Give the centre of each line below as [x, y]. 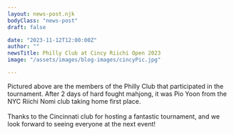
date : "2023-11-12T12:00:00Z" [52, 40]
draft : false [27, 27]
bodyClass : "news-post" [43, 21]
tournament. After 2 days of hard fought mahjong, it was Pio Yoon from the [117, 94]
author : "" [24, 47]
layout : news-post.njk [41, 14]
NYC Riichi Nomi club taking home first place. [74, 101]
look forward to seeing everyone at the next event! [81, 124]
